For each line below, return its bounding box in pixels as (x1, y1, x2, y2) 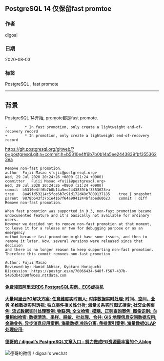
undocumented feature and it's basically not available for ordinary (5, 213, 150, 218)
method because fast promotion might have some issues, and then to (5, 234, 147, 240)
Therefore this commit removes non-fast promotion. (5, 251, 112, 257)
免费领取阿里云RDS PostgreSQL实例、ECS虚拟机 (5, 284, 104, 290)
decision (5, 243, 23, 248)
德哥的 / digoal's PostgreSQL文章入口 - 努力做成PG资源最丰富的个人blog (5, 338, 152, 344)
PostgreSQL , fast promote (5, 81, 59, 87)
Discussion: (5, 269, 29, 274)
